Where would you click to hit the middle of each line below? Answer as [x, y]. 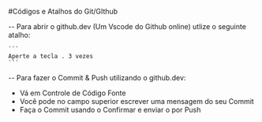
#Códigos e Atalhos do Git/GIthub [63, 11]
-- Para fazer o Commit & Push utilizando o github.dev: [97, 78]
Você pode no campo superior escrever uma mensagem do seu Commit [137, 101]
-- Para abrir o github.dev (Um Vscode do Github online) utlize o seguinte [127, 26]
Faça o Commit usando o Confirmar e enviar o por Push [110, 110]
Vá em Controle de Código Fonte [73, 93]
